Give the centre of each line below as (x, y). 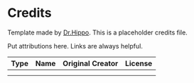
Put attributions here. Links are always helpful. (75, 46)
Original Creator (91, 63)
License (139, 63)
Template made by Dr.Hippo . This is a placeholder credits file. (98, 32)
